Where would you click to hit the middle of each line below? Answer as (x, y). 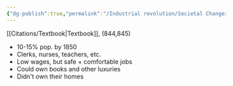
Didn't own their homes (50, 76)
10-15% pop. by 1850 (47, 46)
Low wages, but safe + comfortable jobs (74, 61)
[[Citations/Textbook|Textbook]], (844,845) (69, 33)
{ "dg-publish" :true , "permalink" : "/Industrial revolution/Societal (105, 14)
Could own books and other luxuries (69, 69)
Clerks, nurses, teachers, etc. (59, 54)
